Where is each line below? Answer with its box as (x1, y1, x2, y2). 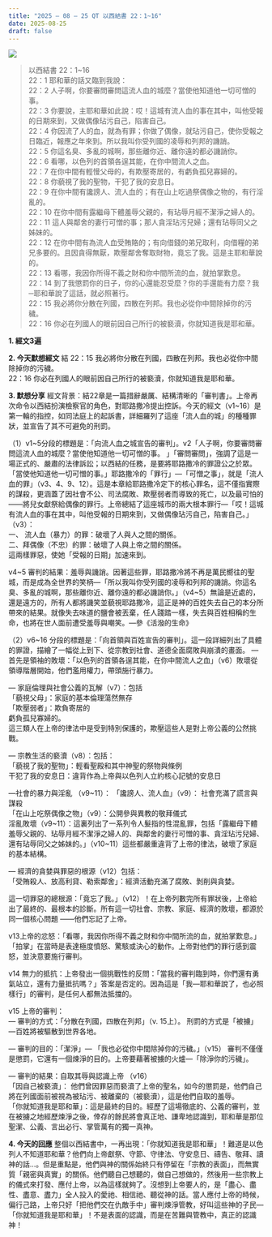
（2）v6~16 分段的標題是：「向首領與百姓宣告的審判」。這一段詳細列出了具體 (8, 635, 262, 645)
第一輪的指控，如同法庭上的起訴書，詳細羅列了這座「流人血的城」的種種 (8, 411, 249, 421)
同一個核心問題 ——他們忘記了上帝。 (8, 914, 131, 924)
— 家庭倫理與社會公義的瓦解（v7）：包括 (8, 683, 143, 693)
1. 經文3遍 (8, 336, 42, 346)
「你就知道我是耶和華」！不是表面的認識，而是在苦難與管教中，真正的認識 (8, 1210, 257, 1220)
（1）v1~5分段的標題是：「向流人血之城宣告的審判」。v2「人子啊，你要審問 (8, 439, 256, 449)
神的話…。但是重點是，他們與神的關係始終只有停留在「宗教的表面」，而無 (8, 1159, 253, 1169)
